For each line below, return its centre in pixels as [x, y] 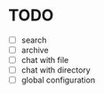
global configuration [58, 80]
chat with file [45, 60]
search [34, 40]
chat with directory [56, 70]
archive [35, 50]
